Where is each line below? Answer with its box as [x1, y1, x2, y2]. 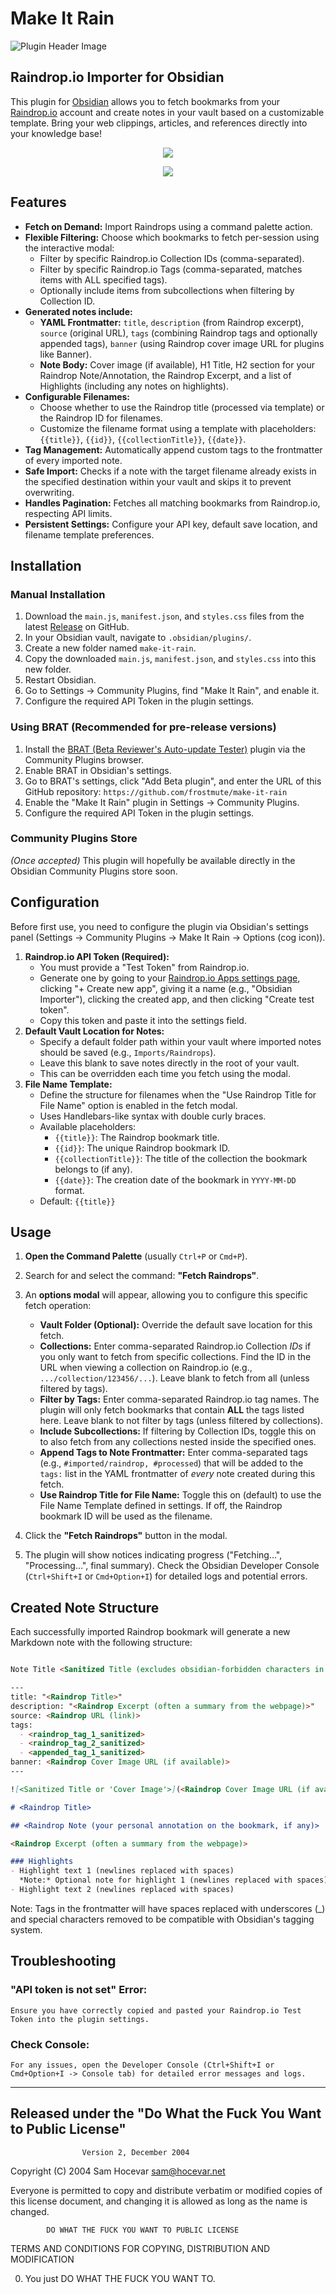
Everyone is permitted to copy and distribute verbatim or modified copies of [10, 2184, 323, 2196]
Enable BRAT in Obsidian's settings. [24, 764, 172, 776]
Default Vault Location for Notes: [24, 1025, 165, 1037]
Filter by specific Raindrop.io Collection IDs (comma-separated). [39, 252, 305, 264]
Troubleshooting [10, 1953, 117, 1970]
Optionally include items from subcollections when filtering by [39, 284, 295, 296]
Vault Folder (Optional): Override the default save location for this [39, 1319, 313, 1331]
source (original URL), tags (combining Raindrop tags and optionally [39, 327, 318, 339]
